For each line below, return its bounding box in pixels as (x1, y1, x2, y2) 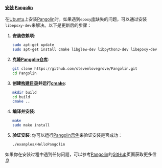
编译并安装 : (12, 108, 35, 114)
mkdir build (12, 90, 37, 95)
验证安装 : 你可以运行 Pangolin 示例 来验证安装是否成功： (12, 132, 122, 138)
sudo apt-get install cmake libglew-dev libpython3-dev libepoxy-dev (12, 47, 158, 52)
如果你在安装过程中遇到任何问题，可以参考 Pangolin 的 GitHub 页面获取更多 (5, 151, 153, 157)
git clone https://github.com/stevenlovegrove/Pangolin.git (12, 66, 138, 71)
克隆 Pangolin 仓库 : (12, 56, 49, 62)
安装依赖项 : (12, 33, 35, 39)
